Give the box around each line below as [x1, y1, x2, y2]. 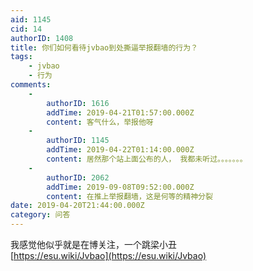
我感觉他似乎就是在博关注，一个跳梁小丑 [10, 239, 177, 250]
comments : [10, 80, 52, 90]
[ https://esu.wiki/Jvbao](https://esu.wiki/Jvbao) [10, 250, 207, 261]
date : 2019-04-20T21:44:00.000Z [10, 201, 145, 211]
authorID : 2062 [46, 172, 110, 183]
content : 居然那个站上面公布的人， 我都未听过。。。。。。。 [46, 154, 248, 164]
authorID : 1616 [46, 98, 110, 108]
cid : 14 [10, 24, 43, 34]
